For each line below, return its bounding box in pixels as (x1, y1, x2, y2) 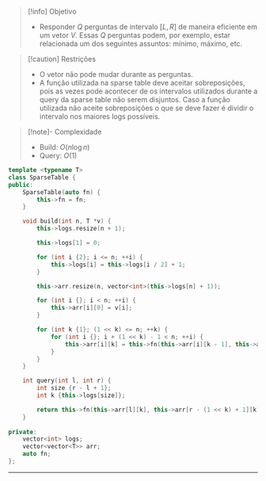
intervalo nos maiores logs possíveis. (39, 112, 161, 121)
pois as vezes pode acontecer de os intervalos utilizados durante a (39, 86, 258, 96)
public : (8, 181, 34, 189)
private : (8, 428, 37, 436)
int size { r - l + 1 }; (36, 384, 112, 392)
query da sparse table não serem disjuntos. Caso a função (39, 95, 231, 104)
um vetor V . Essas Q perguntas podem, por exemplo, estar (39, 31, 231, 40)
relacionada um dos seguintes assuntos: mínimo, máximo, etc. (39, 39, 243, 48)
